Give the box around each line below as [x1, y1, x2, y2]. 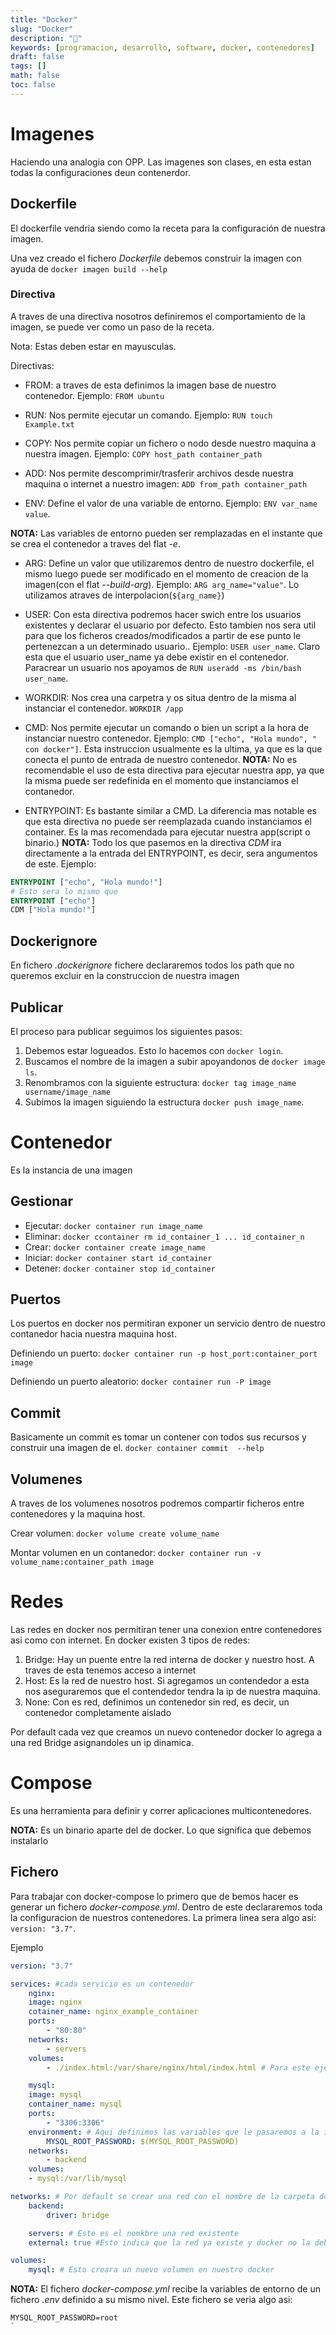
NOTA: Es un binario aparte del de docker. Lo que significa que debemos [10, 1824, 312, 1836]
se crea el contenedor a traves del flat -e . [10, 537, 181, 550]
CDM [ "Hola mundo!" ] [10, 905, 97, 915]
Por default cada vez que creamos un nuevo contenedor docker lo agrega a [10, 1726, 323, 1738]
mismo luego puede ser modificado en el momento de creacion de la [24, 567, 309, 580]
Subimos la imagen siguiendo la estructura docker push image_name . [24, 1096, 305, 1108]
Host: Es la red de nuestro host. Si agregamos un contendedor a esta [24, 1675, 310, 1687]
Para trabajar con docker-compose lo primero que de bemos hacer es [10, 1890, 299, 1902]
